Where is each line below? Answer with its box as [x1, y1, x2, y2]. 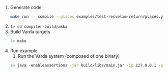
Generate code [10, 5, 42, 10]
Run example [10, 48, 38, 54]
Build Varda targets [10, 28, 50, 34]
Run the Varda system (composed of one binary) [17, 53, 120, 59]
